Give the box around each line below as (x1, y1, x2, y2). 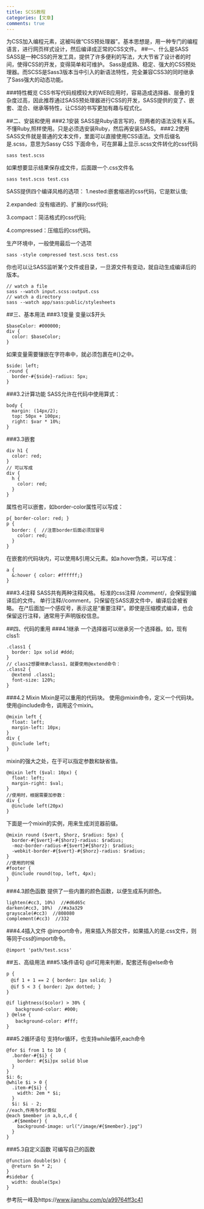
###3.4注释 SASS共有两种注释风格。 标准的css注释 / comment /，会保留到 (6, 589, 192, 597)
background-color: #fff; (15, 1018, 79, 1025)
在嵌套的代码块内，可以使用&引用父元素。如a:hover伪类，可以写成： (6, 555, 178, 562)
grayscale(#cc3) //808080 (6, 910, 75, 917)
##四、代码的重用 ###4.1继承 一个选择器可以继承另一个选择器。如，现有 (6, 625, 188, 633)
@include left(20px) (12, 803, 64, 809)
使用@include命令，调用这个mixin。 (6, 702, 97, 709)
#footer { (6, 865, 32, 872)
